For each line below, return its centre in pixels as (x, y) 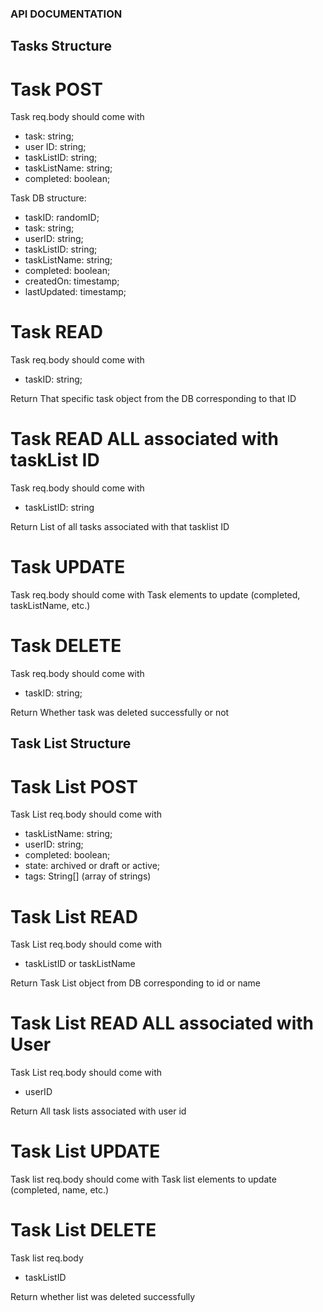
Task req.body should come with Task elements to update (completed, (155, 595)
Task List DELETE (83, 1230)
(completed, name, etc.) (60, 1190)
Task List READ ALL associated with (162, 1023)
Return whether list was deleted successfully (103, 1297)
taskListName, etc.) (50, 606)
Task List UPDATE (85, 1151)
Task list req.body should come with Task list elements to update (143, 1179)
